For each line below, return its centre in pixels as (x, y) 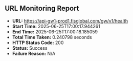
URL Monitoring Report (42, 8)
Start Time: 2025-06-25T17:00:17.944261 (56, 26)
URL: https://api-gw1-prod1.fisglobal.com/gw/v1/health (70, 21)
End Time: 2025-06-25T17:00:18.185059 (55, 32)
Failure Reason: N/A (34, 53)
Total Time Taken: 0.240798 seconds (52, 37)
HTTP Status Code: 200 (38, 43)
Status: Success (30, 48)
